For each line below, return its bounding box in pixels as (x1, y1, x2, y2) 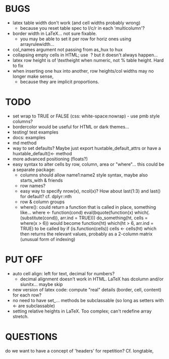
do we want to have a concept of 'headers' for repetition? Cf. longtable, (5, 347, 154, 353)
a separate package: (12, 166, 55, 172)
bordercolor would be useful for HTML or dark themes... (12, 124, 130, 130)
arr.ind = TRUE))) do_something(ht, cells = (60, 215, 148, 221)
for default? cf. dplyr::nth (20, 193, 72, 199)
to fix (12, 63, 24, 69)
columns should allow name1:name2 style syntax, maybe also (20, 172, 148, 178)
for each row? (12, 292, 42, 298)
